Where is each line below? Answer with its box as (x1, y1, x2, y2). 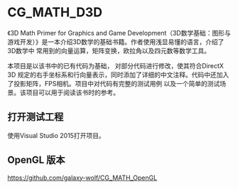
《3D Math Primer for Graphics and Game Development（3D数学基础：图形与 (7, 28, 231, 37)
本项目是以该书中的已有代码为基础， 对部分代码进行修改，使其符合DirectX (7, 61, 224, 70)
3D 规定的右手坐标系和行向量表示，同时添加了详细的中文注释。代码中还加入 (7, 70, 229, 79)
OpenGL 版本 (7, 154, 65, 166)
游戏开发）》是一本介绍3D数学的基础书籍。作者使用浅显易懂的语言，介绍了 (7, 37, 225, 46)
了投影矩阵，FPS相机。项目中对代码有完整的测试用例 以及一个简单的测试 (7, 79, 220, 87)
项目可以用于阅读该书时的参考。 (26, 88, 119, 97)
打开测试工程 (7, 111, 64, 123)
